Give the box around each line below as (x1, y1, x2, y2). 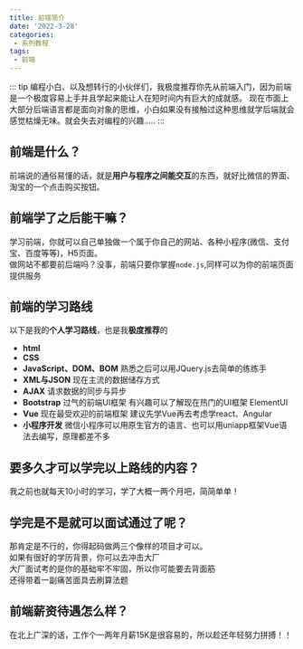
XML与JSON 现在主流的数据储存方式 (22, 375, 160, 386)
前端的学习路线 (9, 300, 93, 315)
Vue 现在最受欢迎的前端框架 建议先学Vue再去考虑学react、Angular (22, 408, 273, 419)
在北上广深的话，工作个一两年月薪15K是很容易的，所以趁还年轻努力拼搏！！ (9, 629, 292, 640)
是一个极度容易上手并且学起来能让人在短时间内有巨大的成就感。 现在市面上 (9, 92, 289, 103)
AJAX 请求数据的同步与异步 (22, 386, 127, 396)
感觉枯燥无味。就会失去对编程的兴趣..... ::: (9, 115, 166, 126)
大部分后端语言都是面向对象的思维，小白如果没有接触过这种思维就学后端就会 (9, 104, 295, 114)
